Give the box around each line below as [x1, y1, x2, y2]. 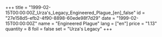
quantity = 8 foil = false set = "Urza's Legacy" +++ [5, 26, 113, 32]
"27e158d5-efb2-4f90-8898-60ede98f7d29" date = [5, 15, 115, 21]
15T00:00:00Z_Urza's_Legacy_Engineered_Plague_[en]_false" [5, 10, 136, 16]
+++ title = [5, 5, 28, 10]
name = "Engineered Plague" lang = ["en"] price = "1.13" [38, 20, 157, 26]
